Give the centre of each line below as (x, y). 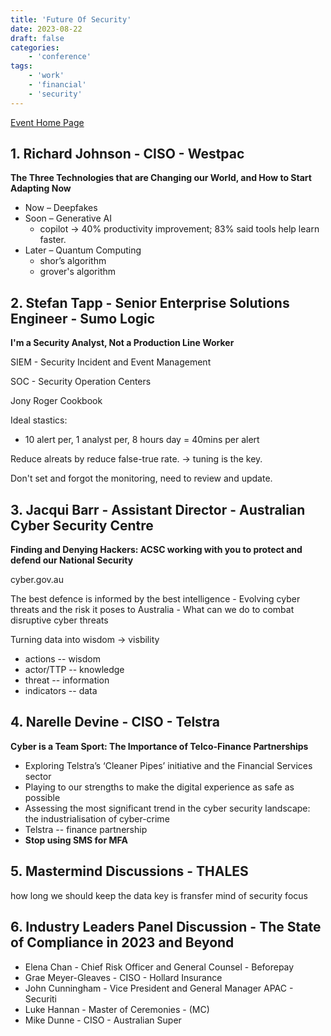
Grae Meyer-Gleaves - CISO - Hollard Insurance (123, 977)
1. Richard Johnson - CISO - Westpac (127, 154)
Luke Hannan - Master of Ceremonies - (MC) (117, 1009)
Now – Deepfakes (61, 208)
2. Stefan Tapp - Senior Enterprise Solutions (150, 302)
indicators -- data (61, 691)
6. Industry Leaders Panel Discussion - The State (166, 927)
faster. (53, 240)
